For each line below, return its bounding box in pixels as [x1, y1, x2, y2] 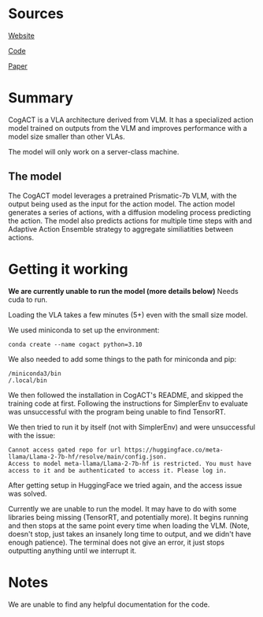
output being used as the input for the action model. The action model [8, 199, 235, 209]
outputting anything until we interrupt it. [8, 545, 137, 556]
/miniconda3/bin [8, 370, 61, 377]
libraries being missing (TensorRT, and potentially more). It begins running [8, 512, 249, 522]
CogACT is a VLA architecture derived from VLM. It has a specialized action [8, 115, 254, 125]
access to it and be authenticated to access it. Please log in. [8, 466, 227, 474]
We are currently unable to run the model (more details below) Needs [8, 286, 239, 295]
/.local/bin [8, 376, 47, 385]
